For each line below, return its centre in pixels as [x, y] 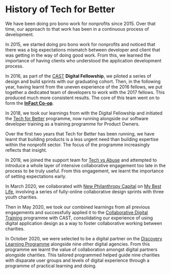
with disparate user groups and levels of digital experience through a [77, 260]
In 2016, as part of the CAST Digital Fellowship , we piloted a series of [78, 76]
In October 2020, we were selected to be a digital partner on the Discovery [84, 238]
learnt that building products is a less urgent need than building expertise [82, 139]
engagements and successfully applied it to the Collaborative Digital [77, 212]
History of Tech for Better [60, 9]
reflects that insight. [26, 150]
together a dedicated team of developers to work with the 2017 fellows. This [85, 92]
